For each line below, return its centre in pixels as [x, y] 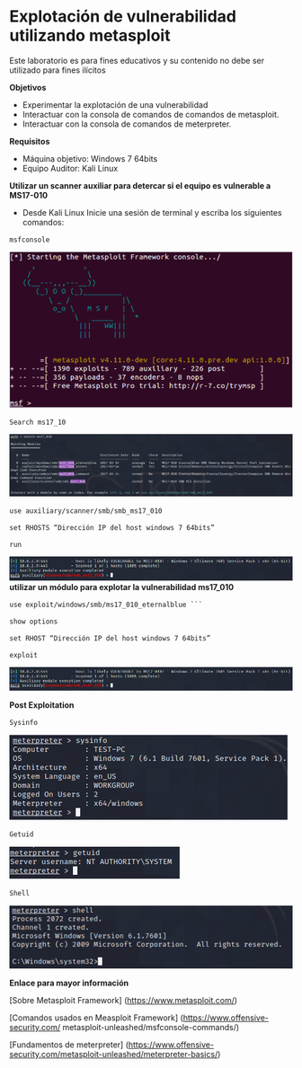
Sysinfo [24, 723]
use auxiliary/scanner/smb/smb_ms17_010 [86, 511]
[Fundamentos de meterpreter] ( [69, 1045]
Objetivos [28, 87]
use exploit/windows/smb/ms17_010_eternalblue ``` [106, 605]
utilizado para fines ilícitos [58, 70]
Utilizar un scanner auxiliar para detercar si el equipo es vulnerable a [140, 185]
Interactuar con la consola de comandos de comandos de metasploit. [151, 114]
